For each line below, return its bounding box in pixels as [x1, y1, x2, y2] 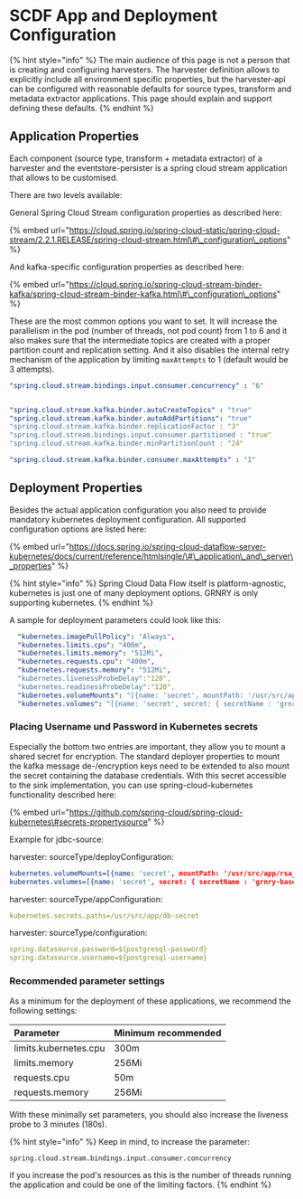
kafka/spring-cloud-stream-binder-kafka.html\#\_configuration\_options [9, 288, 278, 299]
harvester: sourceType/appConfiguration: [9, 893, 163, 904]
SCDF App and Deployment [9, 5, 218, 26]
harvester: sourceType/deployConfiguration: [9, 851, 174, 862]
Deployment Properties [9, 480, 143, 496]
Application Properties [9, 128, 140, 145]
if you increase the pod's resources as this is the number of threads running [9, 1169, 291, 1180]
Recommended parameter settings [9, 975, 165, 987]
